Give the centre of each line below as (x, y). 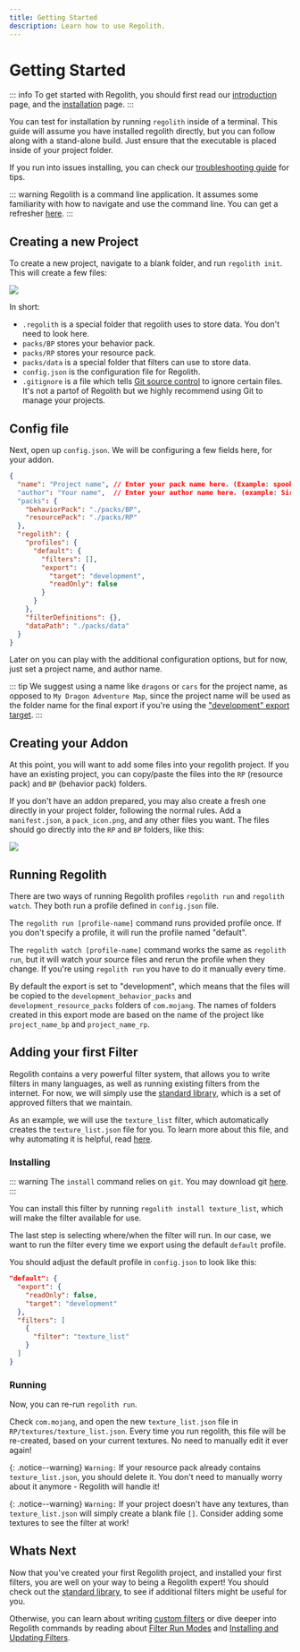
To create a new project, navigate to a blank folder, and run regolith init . (146, 263)
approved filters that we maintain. (71, 1102)
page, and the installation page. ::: (72, 105)
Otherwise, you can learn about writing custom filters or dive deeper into (143, 1618)
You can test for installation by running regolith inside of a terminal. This (144, 122)
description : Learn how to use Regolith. (87, 26)
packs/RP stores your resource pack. (89, 353)
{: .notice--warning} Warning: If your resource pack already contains (135, 1468)
